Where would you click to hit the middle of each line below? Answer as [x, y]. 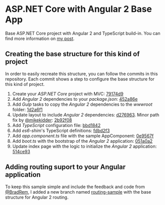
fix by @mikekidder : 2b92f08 [42, 120]
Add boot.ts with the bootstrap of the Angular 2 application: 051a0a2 [82, 141]
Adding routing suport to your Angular [65, 167]
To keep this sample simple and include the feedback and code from [75, 187]
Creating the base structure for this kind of [73, 54]
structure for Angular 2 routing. [37, 197]
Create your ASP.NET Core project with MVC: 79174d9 [68, 94]
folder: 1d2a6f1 [27, 109]
